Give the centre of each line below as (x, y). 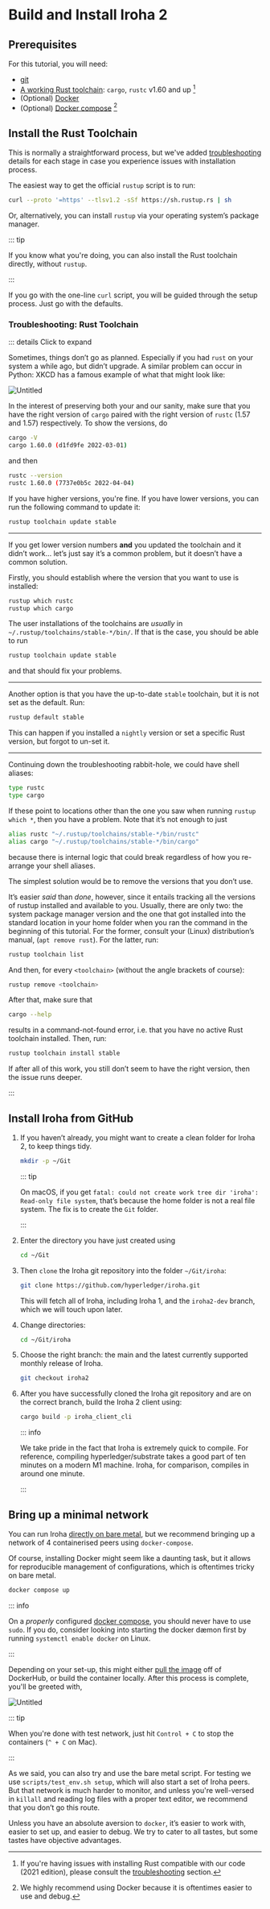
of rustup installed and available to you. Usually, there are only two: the (126, 905)
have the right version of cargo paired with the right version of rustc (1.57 (129, 415)
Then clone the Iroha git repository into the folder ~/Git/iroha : (123, 1270)
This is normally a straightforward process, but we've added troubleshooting (135, 153)
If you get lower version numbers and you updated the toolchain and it (125, 545)
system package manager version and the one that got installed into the (127, 914)
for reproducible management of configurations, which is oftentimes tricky (131, 1567)
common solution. (38, 562)
